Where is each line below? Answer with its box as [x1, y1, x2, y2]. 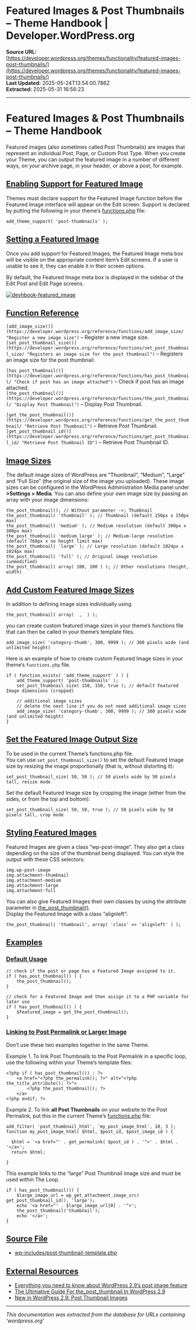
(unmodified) [6, 559, 38, 565]
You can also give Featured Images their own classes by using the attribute [6, 897, 187, 905]
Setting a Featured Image [6, 234, 99, 244]
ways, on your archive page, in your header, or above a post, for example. [6, 162, 184, 169]
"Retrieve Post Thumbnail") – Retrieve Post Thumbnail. [24, 423, 158, 430]
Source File [6, 1233, 48, 1243]
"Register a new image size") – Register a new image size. [6, 334, 149, 341]
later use [6, 999, 30, 1005]
